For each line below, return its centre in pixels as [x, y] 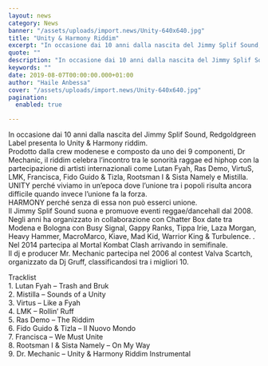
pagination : [28, 97]
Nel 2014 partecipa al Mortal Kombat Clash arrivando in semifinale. [118, 245]
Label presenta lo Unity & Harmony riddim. [78, 143]
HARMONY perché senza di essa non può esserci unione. [103, 203]
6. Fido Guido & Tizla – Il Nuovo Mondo [72, 328]
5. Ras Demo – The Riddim [51, 320]
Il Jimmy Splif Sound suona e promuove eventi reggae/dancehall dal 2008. [131, 211]
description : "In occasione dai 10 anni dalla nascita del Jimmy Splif [130, 61]
